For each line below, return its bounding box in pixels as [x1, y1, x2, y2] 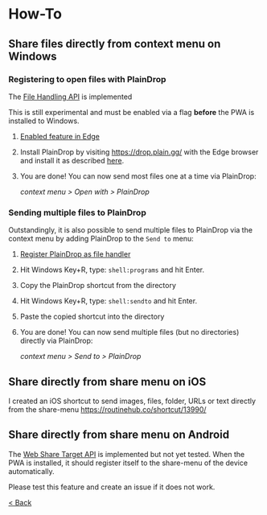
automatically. [8, 466, 55, 476]
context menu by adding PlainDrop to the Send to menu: [8, 234, 195, 244]
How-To [8, 5, 63, 23]
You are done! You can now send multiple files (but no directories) [19, 328, 240, 337]
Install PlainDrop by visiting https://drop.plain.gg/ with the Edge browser [19, 146, 259, 157]
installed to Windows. [8, 116, 80, 126]
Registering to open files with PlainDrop [8, 73, 166, 84]
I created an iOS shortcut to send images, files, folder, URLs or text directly [8, 396, 256, 406]
